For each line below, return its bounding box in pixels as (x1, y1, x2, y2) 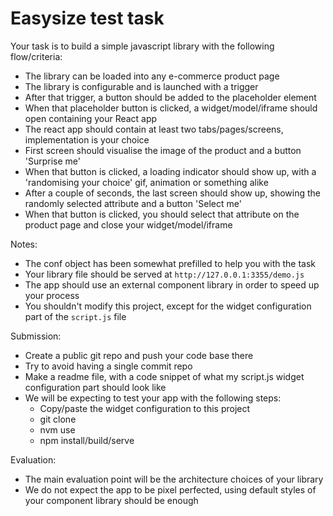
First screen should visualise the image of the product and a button (24, 144, 302, 156)
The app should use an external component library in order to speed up (24, 278, 320, 291)
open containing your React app (24, 112, 158, 124)
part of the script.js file (24, 310, 127, 322)
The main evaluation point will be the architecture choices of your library (24, 473, 324, 485)
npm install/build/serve (39, 434, 135, 446)
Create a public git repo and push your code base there (24, 349, 254, 361)
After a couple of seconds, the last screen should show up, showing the (24, 187, 321, 199)
